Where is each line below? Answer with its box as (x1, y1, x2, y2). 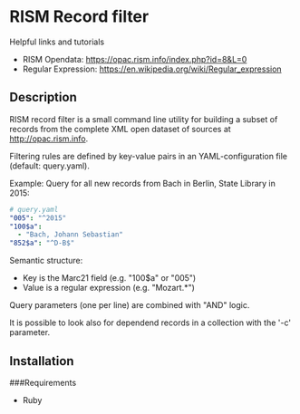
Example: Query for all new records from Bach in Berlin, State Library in (9, 178, 276, 188)
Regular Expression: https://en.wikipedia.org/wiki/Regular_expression (22, 63, 283, 74)
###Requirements (9, 377, 77, 388)
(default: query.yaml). (9, 160, 91, 171)
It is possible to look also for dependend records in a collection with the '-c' (9, 317, 292, 328)
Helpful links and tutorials (9, 36, 105, 47)
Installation (9, 353, 74, 369)
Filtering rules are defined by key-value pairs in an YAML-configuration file (9, 150, 288, 161)
